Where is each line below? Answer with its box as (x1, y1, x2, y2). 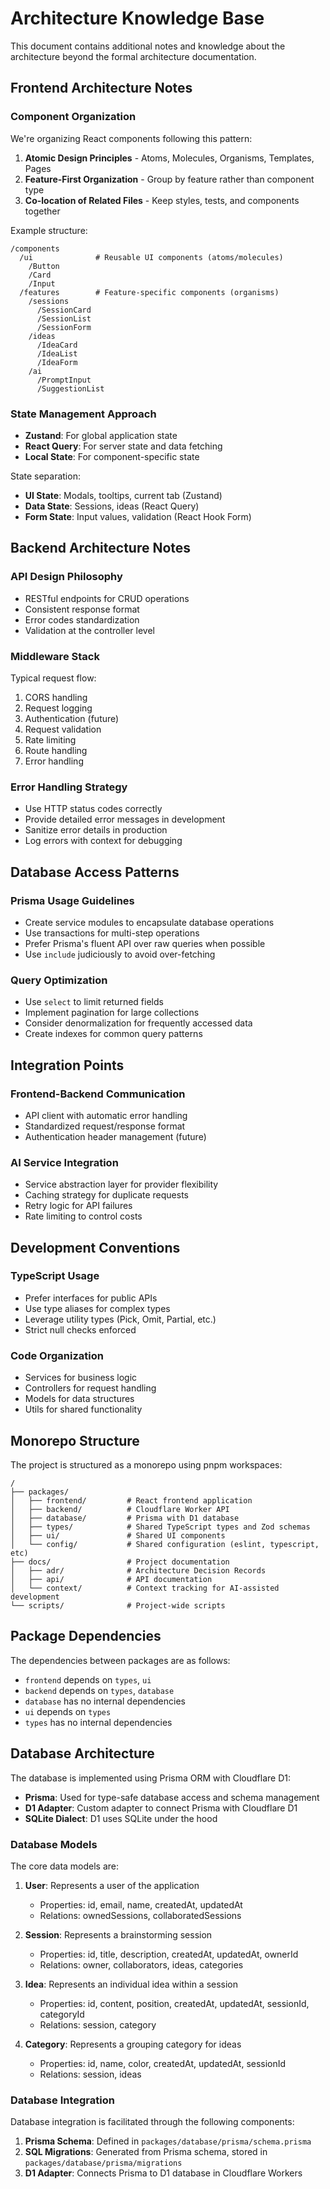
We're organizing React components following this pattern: (10, 132, 253, 144)
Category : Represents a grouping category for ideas (24, 2038, 242, 2050)
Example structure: (10, 224, 88, 236)
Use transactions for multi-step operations (24, 927, 200, 939)
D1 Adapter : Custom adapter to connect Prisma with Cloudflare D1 (24, 1802, 298, 1814)
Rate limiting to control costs (24, 1210, 143, 1222)
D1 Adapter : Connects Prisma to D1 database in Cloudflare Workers (24, 2167, 303, 2179)
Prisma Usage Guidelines (10, 893, 135, 907)
